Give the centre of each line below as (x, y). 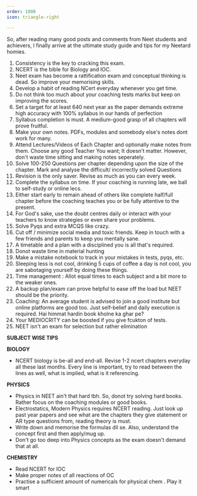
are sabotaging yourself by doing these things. (72, 270)
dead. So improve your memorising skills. (65, 82)
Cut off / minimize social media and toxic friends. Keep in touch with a (100, 232)
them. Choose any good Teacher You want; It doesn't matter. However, (101, 150)
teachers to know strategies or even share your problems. (85, 219)
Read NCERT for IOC (40, 469)
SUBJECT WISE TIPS (32, 337)
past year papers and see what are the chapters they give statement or (101, 415)
